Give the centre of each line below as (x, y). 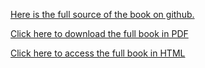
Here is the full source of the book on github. (102, 14)
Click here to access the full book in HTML (98, 53)
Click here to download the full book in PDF (99, 33)
